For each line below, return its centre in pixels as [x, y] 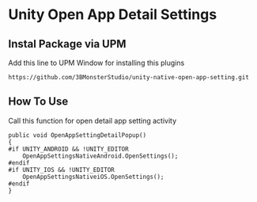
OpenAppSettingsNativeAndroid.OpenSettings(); [100, 156]
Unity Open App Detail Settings [113, 15]
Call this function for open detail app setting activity [93, 120]
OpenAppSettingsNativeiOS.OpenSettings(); [93, 177]
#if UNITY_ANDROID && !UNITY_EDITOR [68, 149]
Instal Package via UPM [67, 44]
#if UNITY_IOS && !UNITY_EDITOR [61, 170]
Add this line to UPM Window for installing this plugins [96, 63]
